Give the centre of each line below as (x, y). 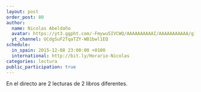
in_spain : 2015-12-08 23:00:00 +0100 (59, 50)
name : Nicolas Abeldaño (41, 28)
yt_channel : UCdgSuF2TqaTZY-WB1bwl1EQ (60, 39)
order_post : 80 (25, 17)
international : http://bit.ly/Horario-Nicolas (71, 56)
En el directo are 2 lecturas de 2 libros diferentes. (67, 84)
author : (16, 23)
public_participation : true (41, 67)
